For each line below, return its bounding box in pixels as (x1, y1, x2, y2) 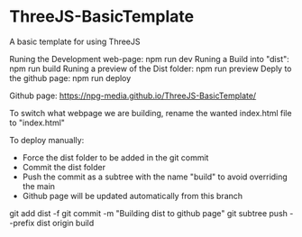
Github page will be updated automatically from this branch (22, 190, 243, 201)
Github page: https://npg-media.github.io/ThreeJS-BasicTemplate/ (9, 90, 257, 101)
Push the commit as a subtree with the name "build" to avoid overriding (22, 171, 288, 182)
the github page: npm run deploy (9, 72, 132, 83)
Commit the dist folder (22, 161, 106, 172)
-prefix (9, 217, 35, 228)
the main (22, 180, 56, 191)
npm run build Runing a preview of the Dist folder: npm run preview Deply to (9, 63, 292, 74)
